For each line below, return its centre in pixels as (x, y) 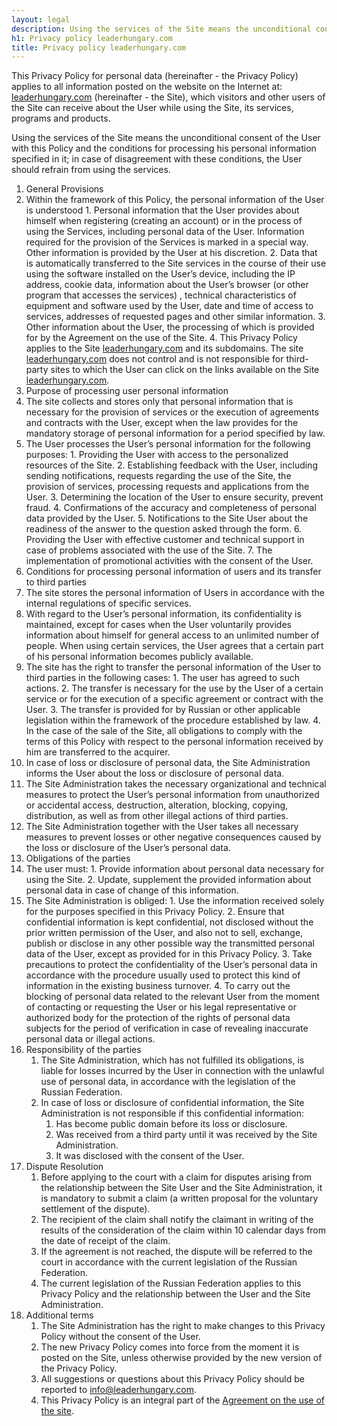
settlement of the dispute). (95, 1209)
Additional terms (59, 1315)
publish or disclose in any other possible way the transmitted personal (170, 943)
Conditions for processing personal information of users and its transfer (173, 572)
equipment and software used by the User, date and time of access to (169, 306)
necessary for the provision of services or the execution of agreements (172, 412)
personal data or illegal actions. (90, 1039)
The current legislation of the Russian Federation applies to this (171, 1283)
